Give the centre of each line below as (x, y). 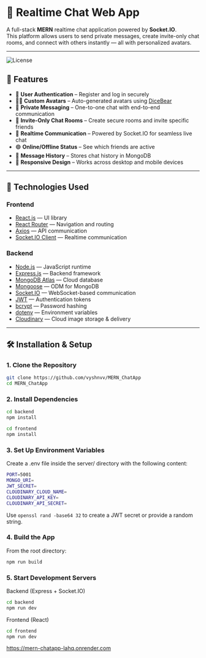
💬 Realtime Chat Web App (73, 13)
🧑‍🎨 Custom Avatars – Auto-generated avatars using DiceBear (93, 101)
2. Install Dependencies (42, 399)
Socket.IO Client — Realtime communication (71, 237)
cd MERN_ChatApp (27, 384)
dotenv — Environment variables (56, 312)
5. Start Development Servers (51, 578)
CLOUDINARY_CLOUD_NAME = (37, 492)
